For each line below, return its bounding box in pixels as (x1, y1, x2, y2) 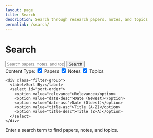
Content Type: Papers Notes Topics (5, 68, 104, 74)
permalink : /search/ (5, 21, 50, 27)
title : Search (5, 12, 36, 17)
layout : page (5, 7, 33, 13)
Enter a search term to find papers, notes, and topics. (5, 127, 118, 133)
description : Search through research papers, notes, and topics (5, 17, 148, 22)
